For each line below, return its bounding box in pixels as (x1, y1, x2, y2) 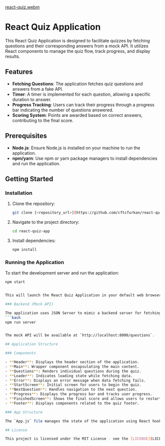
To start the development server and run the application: (5, 270, 119, 276)
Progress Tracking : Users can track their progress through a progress (12, 102, 155, 107)
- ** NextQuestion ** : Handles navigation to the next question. (5, 387, 137, 392)
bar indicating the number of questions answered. (12, 107, 114, 113)
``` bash (5, 315, 21, 320)
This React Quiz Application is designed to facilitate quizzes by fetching (5, 37, 150, 43)
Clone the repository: (12, 201, 55, 206)
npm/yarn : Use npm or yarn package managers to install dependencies (12, 155, 158, 161)
